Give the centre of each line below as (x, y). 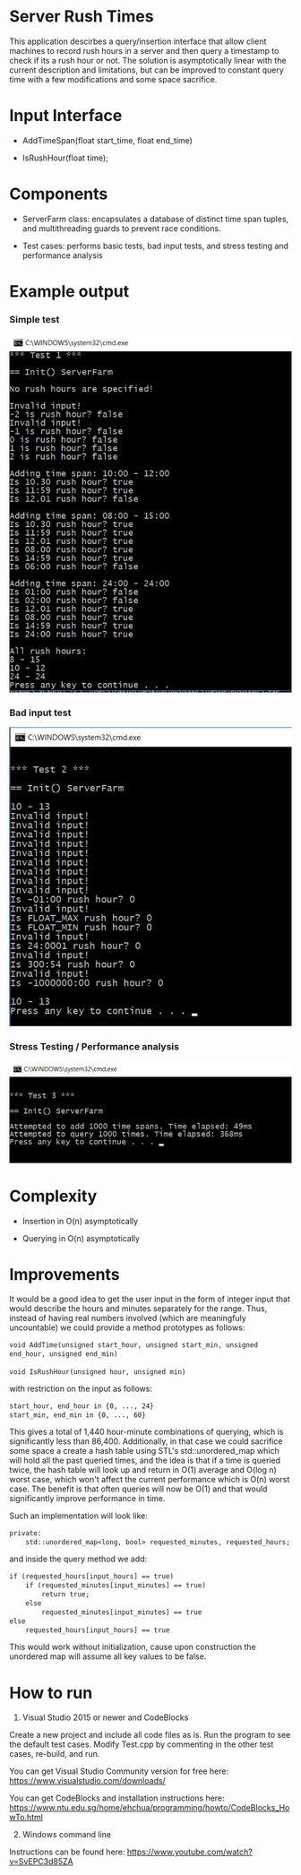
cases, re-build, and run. (55, 1754)
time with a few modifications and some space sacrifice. (113, 79)
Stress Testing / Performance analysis (94, 1046)
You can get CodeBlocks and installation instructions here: (117, 1798)
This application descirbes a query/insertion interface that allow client (138, 41)
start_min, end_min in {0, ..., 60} (77, 1415)
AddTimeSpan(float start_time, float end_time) (107, 140)
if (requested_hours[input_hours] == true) (92, 1577)
